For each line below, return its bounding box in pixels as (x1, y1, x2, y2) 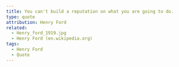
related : (6, 24, 27, 31)
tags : (6, 41, 19, 47)
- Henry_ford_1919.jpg (11, 30, 67, 36)
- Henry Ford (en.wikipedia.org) (11, 36, 93, 41)
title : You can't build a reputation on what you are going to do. (6, 8, 174, 15)
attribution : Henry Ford (6, 19, 67, 25)
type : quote (6, 14, 35, 20)
